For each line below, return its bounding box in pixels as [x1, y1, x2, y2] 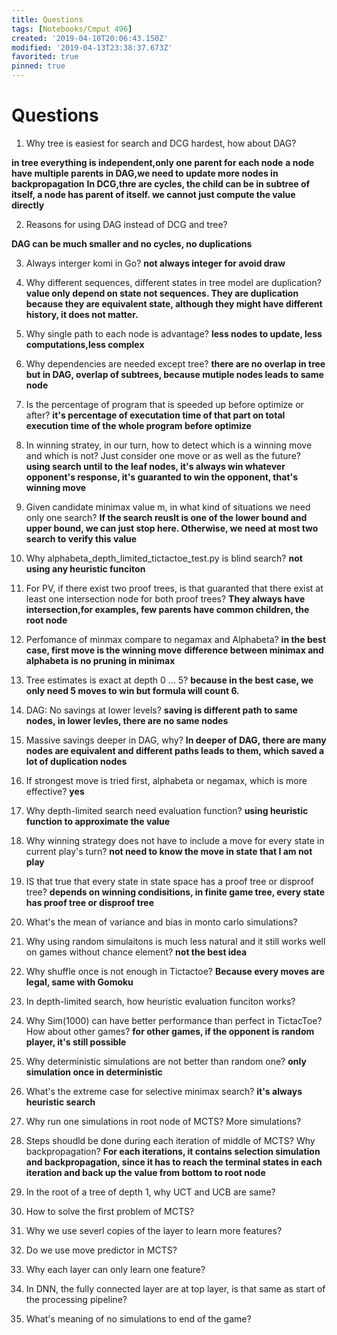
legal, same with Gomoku [25, 976, 134, 988]
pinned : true [11, 61, 66, 71]
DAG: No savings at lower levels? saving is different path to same [25, 704, 298, 716]
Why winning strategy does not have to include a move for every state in [25, 834, 325, 846]
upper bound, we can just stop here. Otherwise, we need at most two [25, 522, 319, 534]
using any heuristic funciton [25, 562, 146, 575]
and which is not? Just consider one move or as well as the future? [25, 449, 301, 461]
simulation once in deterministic [25, 1066, 163, 1078]
